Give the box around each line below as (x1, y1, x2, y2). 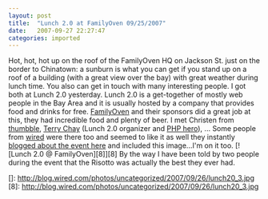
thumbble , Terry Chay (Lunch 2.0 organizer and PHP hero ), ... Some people (8, 124, 256, 133)
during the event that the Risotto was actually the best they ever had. (8, 157, 236, 168)
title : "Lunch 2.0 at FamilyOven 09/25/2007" (8, 19, 166, 27)
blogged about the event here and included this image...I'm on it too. (8, 141, 234, 150)
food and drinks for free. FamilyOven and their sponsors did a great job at (8, 107, 251, 117)
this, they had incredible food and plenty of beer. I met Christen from (8, 115, 234, 125)
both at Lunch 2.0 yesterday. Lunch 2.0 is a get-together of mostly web (8, 90, 243, 100)
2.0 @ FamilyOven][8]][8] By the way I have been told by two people (33, 149, 260, 159)
